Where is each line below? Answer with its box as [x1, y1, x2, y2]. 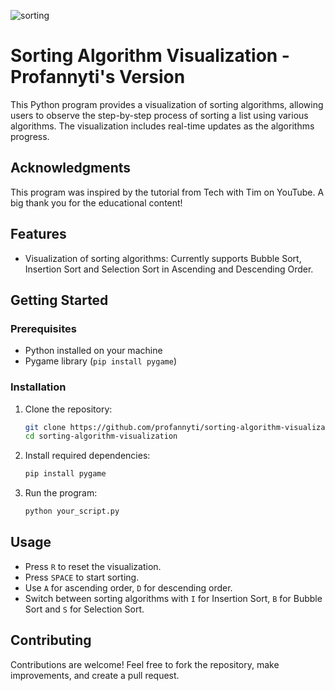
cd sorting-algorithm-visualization [24, 431, 178, 442]
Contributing [10, 632, 92, 649]
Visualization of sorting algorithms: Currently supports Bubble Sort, [24, 252, 302, 264]
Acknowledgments [10, 160, 132, 177]
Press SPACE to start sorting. [24, 571, 140, 583]
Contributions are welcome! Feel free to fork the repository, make [10, 658, 280, 670]
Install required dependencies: [24, 450, 151, 462]
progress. [10, 130, 50, 142]
